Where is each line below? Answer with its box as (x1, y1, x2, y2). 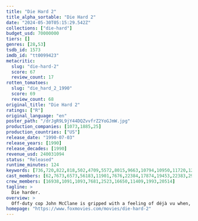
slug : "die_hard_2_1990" (11, 85, 72, 91)
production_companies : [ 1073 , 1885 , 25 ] (6, 124, 101, 130)
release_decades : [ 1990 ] (6, 146, 67, 151)
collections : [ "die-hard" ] (6, 25, 72, 31)
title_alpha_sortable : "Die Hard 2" (6, 14, 96, 20)
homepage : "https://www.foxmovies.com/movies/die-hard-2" (6, 206, 151, 212)
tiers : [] (6, 36, 31, 42)
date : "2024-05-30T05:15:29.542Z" (6, 19, 91, 25)
